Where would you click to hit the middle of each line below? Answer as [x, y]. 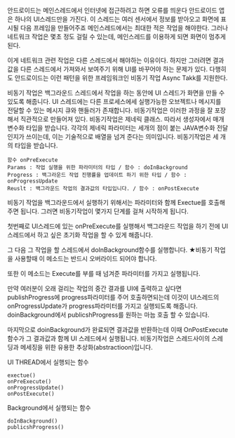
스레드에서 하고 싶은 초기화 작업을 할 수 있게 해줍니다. [80, 235]
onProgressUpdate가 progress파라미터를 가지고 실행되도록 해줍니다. [102, 306]
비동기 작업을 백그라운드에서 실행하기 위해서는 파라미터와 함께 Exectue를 [107, 203]
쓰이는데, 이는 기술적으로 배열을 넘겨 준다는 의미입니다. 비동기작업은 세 [122, 137]
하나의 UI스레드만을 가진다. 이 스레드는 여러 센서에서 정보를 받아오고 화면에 [117, 19]
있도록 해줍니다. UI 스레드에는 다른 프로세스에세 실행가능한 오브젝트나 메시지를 [114, 101]
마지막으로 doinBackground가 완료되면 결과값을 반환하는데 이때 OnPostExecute [118, 330]
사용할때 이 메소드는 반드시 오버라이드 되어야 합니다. [86, 259]
